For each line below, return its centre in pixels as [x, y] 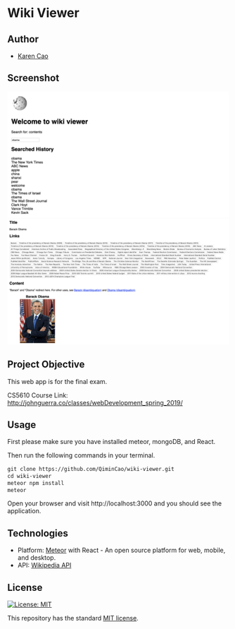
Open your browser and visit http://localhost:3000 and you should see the [115, 503]
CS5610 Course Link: [38, 395]
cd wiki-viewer [30, 477]
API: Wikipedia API [44, 565]
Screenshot [33, 78]
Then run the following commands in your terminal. [81, 455]
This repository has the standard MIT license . [73, 618]
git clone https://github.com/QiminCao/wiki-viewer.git [91, 469]
